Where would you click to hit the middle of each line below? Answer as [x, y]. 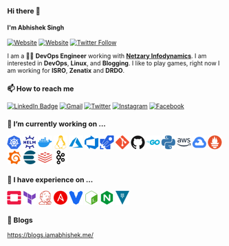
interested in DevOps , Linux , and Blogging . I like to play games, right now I [113, 63]
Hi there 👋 [24, 11]
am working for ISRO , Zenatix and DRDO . [66, 71]
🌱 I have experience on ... [50, 179]
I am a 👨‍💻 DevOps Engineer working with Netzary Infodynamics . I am [107, 56]
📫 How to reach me [41, 89]
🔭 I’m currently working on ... [57, 124]
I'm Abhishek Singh [36, 27]
